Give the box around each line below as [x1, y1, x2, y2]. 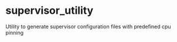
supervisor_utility [5, 4, 94, 17]
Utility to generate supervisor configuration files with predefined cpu [5, 23, 171, 30]
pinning [5, 29, 24, 36]
